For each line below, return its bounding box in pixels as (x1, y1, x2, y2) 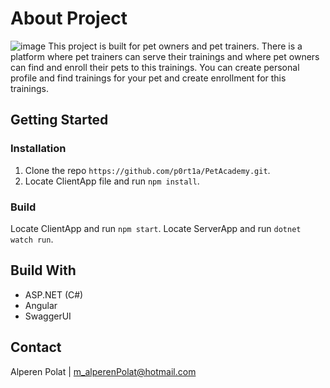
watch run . (10, 233, 54, 245)
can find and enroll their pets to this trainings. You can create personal (10, 61, 300, 73)
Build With (10, 262, 77, 279)
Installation (10, 142, 67, 156)
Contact (10, 339, 62, 356)
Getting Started (10, 112, 109, 129)
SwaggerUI (24, 310, 72, 322)
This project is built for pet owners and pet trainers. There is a (48, 40, 303, 52)
